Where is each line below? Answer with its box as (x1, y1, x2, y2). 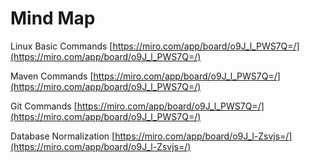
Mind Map (10, 7, 96, 30)
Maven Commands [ (10, 70, 94, 82)
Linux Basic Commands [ (10, 40, 113, 52)
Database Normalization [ (10, 130, 116, 142)
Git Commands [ (10, 100, 78, 112)
